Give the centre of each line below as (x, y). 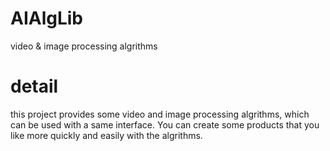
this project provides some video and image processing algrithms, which (160, 114)
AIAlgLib (47, 18)
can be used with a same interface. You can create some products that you (165, 124)
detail (34, 86)
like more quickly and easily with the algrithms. (106, 135)
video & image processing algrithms (84, 46)
